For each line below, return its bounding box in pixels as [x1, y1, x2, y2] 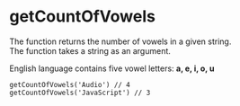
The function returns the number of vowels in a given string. [9, 36, 232, 47]
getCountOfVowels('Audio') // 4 [9, 80, 130, 89]
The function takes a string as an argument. [9, 45, 171, 56]
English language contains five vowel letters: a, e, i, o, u [9, 63, 215, 74]
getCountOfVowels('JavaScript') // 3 [9, 88, 151, 97]
